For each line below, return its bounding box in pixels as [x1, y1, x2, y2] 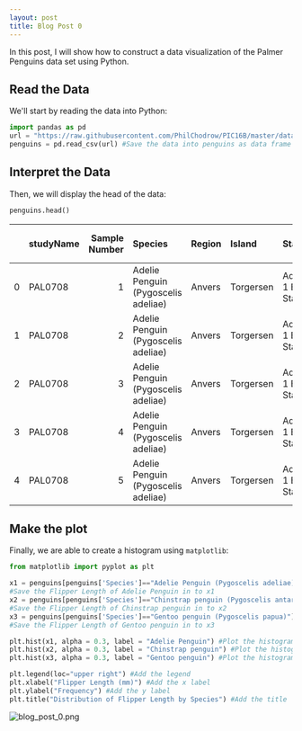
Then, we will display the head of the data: [9, 188, 166, 199]
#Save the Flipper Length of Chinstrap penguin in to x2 [9, 603, 227, 612]
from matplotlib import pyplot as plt [9, 563, 155, 572]
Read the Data [9, 82, 90, 97]
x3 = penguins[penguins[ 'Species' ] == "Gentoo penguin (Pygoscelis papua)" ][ [9, 612, 299, 621]
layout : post [9, 13, 58, 22]
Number [88, 243, 124, 255]
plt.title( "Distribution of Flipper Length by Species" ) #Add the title [9, 694, 288, 704]
